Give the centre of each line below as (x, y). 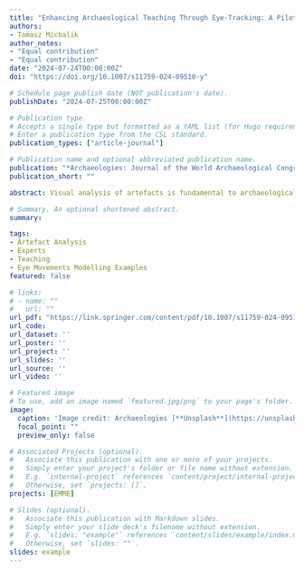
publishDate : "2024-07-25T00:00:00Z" (81, 102)
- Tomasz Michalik (44, 34)
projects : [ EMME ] (42, 494)
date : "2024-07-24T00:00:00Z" (66, 69)
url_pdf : (26, 318)
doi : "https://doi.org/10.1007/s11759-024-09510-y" (109, 77)
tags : (19, 234)
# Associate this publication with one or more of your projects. (141, 460)
